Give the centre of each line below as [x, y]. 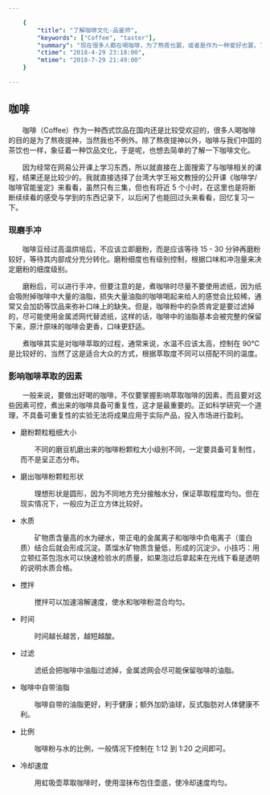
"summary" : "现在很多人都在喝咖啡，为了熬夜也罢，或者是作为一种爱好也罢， [148, 45]
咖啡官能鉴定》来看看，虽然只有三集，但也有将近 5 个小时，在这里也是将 [129, 187]
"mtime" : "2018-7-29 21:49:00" [90, 60]
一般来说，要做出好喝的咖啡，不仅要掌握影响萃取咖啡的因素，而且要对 [138, 395]
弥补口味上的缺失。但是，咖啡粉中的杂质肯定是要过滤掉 [163, 306]
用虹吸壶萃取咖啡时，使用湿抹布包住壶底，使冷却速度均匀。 [133, 783]
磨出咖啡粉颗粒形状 [52, 477]
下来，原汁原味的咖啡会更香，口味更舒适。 [79, 326]
